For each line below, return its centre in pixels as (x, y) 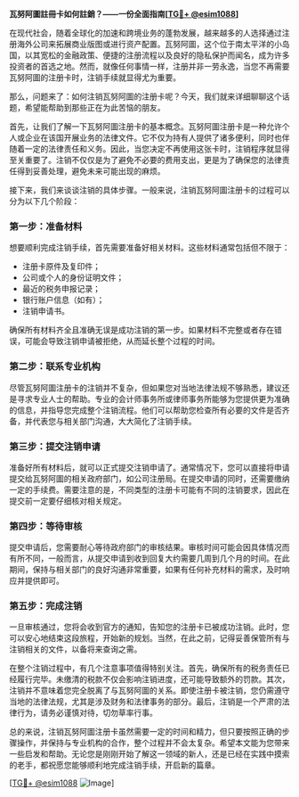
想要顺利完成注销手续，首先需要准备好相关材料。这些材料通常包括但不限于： (149, 248)
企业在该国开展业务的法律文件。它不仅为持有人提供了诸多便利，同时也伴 (157, 138)
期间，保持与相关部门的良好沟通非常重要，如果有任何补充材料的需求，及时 (145, 570)
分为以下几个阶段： (44, 201)
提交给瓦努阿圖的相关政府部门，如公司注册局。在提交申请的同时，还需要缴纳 (149, 478)
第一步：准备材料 (46, 226)
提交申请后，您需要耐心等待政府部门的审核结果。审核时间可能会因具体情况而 (149, 547)
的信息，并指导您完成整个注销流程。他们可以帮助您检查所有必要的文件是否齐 (149, 410)
